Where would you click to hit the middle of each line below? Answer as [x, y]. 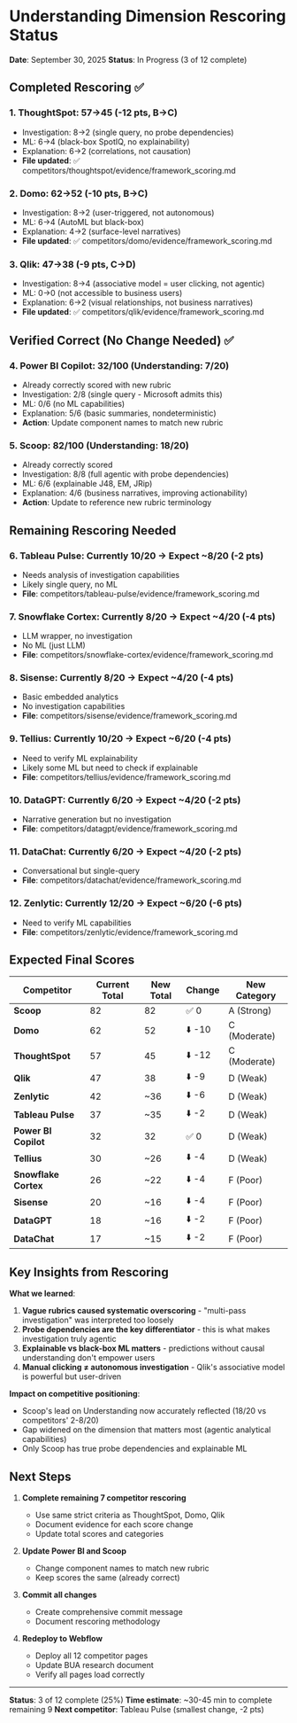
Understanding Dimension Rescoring [148, 16]
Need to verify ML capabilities [76, 923]
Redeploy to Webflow [62, 1639]
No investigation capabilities [73, 706]
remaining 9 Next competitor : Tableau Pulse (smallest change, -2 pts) [137, 1710]
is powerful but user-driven [72, 1376]
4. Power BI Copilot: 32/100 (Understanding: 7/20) [119, 365]
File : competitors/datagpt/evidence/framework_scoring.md [129, 829]
